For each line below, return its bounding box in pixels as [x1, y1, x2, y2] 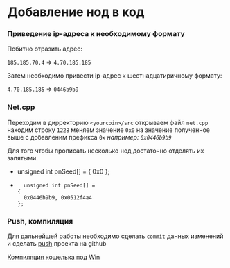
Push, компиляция [7, 216, 73, 226]
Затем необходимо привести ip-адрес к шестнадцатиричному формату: [7, 72, 222, 80]
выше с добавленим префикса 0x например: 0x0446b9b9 [7, 133, 172, 141]
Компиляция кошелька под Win [7, 253, 100, 261]
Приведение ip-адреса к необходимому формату [7, 29, 185, 39]
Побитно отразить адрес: [7, 44, 83, 53]
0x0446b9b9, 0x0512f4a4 [24, 194, 92, 201]
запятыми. [7, 153, 38, 162]
